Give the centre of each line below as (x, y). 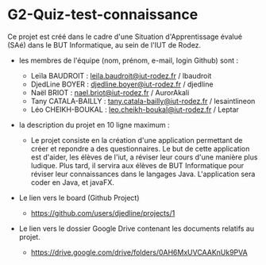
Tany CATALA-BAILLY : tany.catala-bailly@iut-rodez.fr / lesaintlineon (143, 101)
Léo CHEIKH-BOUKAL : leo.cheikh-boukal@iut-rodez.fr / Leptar (135, 109)
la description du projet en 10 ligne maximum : (94, 125)
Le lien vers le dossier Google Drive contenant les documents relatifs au (137, 229)
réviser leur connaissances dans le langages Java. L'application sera (143, 174)
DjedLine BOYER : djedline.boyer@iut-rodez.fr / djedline (122, 84)
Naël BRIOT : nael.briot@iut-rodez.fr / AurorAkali (110, 92)
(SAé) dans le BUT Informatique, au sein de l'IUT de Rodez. (104, 44)
